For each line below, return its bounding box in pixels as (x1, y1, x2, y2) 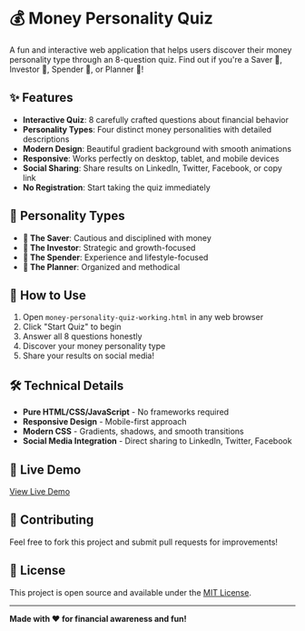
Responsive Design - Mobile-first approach (22, 416, 187, 427)
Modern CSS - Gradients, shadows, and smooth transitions (22, 426, 244, 437)
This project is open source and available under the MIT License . (9, 586, 252, 597)
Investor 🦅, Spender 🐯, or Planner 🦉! (9, 64, 144, 75)
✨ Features (9, 90, 74, 105)
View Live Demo (9, 486, 71, 496)
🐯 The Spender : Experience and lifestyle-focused (22, 252, 209, 263)
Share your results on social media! (22, 350, 155, 361)
